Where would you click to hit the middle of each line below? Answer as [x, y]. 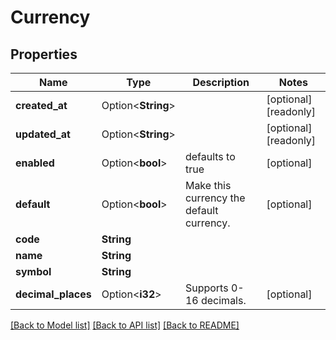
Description [221, 82]
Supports [206, 288]
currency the [215, 198]
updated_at [43, 134]
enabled [35, 163]
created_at [41, 105]
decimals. [223, 300]
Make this [208, 185]
